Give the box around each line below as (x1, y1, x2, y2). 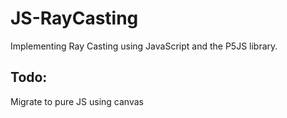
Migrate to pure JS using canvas (10, 95, 144, 107)
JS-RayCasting (10, 7, 139, 30)
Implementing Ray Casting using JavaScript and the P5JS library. (10, 40, 278, 52)
